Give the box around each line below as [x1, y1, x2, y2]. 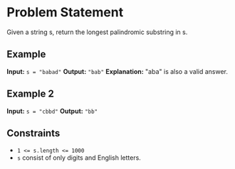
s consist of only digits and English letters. [16, 153, 142, 162]
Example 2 [6, 88, 54, 100]
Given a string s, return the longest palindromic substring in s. [6, 28, 188, 36]
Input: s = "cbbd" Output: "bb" [6, 107, 98, 115]
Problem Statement [6, 4, 124, 21]
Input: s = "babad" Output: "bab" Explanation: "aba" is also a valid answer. [6, 67, 229, 75]
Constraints [6, 127, 61, 139]
